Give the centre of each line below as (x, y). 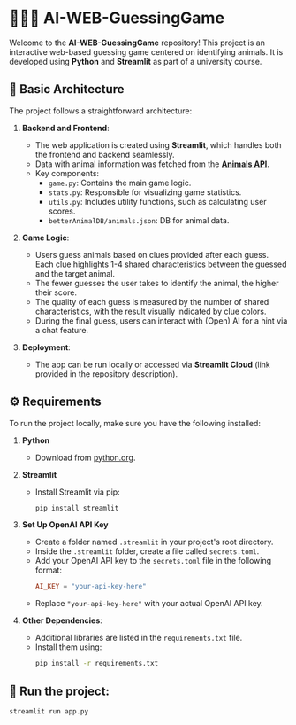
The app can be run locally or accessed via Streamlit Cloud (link (153, 364)
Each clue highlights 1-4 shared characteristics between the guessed (161, 264)
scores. (62, 211)
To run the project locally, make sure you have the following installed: (135, 423)
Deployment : (46, 347)
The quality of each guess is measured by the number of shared (152, 301)
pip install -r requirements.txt (97, 664)
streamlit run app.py (49, 712)
